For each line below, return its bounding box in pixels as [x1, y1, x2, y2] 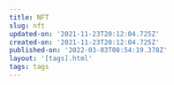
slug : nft [9, 21, 46, 30]
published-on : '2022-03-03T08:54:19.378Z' [9, 46, 168, 55]
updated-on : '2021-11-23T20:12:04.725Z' [9, 29, 161, 38]
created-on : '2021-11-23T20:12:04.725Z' [9, 37, 161, 47]
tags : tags [9, 63, 49, 72]
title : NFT [9, 12, 49, 22]
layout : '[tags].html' [9, 54, 93, 63]
